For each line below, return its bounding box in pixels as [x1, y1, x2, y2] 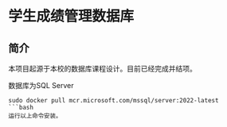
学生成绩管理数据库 [8, 7, 135, 25]
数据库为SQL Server [8, 81, 74, 90]
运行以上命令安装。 [8, 112, 62, 120]
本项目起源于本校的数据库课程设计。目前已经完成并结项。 [8, 64, 197, 73]
